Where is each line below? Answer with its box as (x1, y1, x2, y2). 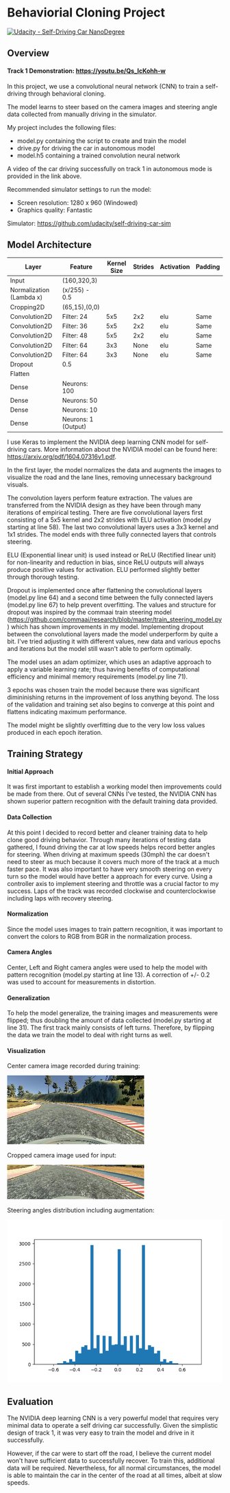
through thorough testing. (7, 573, 79, 581)
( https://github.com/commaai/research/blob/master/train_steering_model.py (7, 615, 222, 623)
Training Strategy (7, 748, 84, 760)
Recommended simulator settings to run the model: (7, 185, 152, 193)
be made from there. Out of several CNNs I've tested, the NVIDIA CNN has (7, 790, 217, 798)
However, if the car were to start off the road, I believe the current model (7, 1449, 212, 1458)
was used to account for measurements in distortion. (7, 978, 156, 986)
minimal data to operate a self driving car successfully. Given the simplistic (7, 1422, 218, 1430)
